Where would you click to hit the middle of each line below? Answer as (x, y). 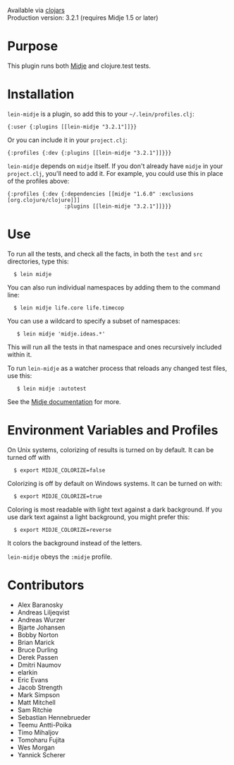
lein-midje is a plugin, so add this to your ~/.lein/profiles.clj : (101, 114)
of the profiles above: (38, 181)
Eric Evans (33, 680)
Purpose (33, 46)
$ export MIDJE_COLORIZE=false (60, 470)
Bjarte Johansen (41, 627)
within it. (20, 354)
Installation (41, 94)
